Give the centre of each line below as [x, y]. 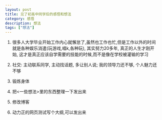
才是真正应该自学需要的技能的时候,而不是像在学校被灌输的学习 [86, 55]
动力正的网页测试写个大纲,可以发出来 [49, 112]
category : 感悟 [20, 19]
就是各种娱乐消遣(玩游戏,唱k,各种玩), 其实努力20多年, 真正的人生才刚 [81, 48]
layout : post [18, 10]
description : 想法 [23, 23]
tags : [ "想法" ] [20, 28]
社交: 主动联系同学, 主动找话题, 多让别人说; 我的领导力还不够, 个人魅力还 [84, 65]
